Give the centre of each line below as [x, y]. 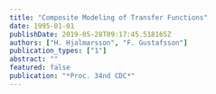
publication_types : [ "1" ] [58, 51]
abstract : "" [34, 59]
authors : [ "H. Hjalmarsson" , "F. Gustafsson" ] [99, 43]
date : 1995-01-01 [42, 26]
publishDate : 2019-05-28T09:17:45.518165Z [90, 34]
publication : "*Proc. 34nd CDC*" [72, 76]
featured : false [40, 68]
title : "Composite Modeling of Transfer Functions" [108, 17]
